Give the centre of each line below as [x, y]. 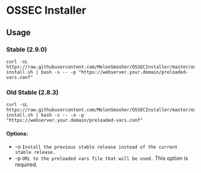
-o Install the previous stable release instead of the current [96, 147]
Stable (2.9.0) [27, 50]
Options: [17, 133]
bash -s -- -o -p [63, 115]
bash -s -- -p [59, 72]
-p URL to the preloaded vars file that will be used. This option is [101, 158]
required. [26, 165]
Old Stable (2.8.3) [32, 92]
